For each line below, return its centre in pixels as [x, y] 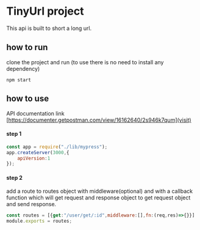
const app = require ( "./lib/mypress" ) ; [57, 147]
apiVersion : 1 [34, 158]
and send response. [31, 204]
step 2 [15, 177]
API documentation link [36, 113]
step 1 [14, 134]
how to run [27, 47]
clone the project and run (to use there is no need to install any [85, 62]
